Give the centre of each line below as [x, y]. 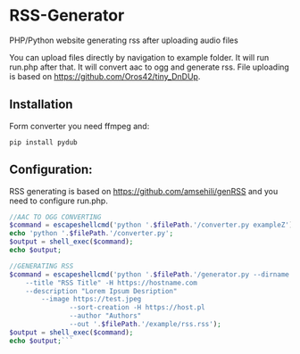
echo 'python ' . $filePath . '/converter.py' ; [92, 234]
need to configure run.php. [59, 201]
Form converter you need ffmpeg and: [79, 126]
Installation [41, 105]
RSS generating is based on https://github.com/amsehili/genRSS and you [144, 191]
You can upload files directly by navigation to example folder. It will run [139, 57]
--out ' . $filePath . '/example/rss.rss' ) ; [145, 325]
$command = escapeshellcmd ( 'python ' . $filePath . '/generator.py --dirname [150, 274]
